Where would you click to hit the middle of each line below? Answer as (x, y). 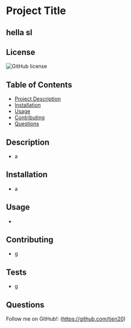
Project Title (36, 11)
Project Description (38, 99)
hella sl (19, 33)
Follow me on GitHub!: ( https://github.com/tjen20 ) (66, 319)
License (21, 52)
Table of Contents (39, 85)
